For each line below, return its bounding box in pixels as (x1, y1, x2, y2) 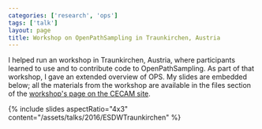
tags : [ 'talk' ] (8, 19, 58, 27)
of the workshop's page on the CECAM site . (8, 89, 152, 99)
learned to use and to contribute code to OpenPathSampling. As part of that (8, 64, 255, 74)
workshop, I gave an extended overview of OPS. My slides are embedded (8, 72, 247, 82)
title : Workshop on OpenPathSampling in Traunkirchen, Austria (8, 33, 221, 42)
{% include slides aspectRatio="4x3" (8, 104, 129, 114)
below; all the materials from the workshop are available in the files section (8, 81, 251, 90)
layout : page (8, 26, 51, 34)
